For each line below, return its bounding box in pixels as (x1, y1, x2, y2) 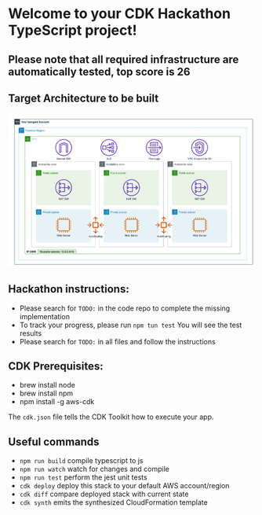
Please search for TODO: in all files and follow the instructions (19, 337, 216, 346)
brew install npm (19, 388, 74, 398)
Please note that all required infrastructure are (8, 53, 239, 66)
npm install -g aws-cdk (19, 397, 95, 406)
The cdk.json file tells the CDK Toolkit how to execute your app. (8, 412, 214, 421)
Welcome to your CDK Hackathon (8, 5, 231, 23)
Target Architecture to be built (8, 91, 159, 105)
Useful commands (8, 435, 100, 448)
